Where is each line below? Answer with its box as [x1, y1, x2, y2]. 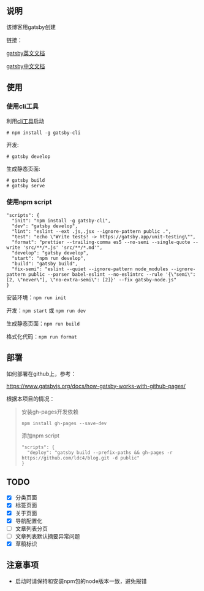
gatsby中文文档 [6, 62, 45, 69]
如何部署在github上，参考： [6, 370, 77, 377]
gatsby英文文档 [6, 49, 45, 57]
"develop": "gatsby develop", [12, 249, 89, 256]
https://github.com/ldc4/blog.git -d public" [21, 455, 140, 461]
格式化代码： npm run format [6, 332, 78, 340]
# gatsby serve [6, 182, 45, 189]
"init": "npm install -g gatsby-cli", [12, 217, 111, 224]
